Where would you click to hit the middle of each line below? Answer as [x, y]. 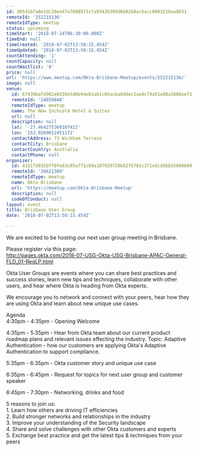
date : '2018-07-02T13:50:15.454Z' [49, 216]
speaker [16, 381]
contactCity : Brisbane [39, 144]
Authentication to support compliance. [53, 351]
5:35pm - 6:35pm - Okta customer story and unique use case [81, 363]
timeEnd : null [24, 39]
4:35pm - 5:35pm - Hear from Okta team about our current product [88, 333]
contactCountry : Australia [45, 149]
